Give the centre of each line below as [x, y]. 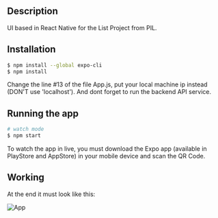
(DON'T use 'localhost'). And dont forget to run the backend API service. [109, 92]
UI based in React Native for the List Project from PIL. [82, 27]
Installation [31, 50]
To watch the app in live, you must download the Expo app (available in [107, 148]
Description [32, 11]
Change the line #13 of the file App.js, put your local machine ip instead [107, 84]
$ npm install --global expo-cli [55, 65]
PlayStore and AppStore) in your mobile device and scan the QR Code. [106, 156]
